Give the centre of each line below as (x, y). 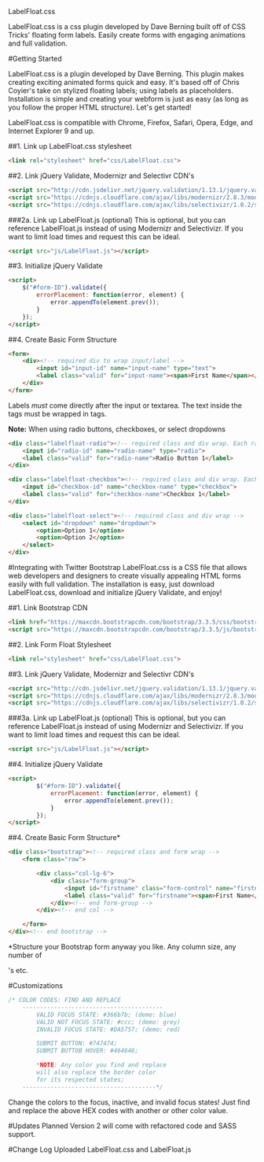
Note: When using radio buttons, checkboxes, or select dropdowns (117, 429)
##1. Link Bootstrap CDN (48, 608)
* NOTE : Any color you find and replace (102, 1065)
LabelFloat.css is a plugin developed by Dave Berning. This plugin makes (126, 74)
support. (22, 1134)
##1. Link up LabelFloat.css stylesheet (70, 146)
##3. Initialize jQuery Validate (56, 266)
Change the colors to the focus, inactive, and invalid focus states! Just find (129, 1102)
